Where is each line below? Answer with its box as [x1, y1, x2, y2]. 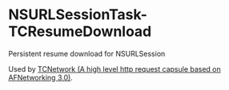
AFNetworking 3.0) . [8, 72, 74, 82]
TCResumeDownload [8, 22, 152, 41]
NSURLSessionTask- [8, 6, 148, 24]
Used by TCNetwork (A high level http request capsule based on [8, 64, 222, 73]
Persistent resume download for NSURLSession [8, 49, 166, 58]
